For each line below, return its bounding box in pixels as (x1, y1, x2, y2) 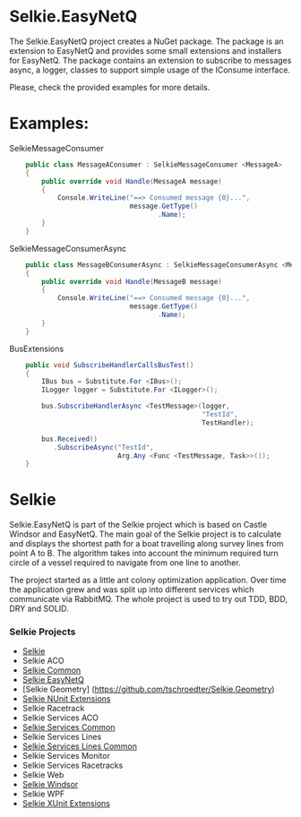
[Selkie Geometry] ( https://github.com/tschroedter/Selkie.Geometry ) (21, 684, 275, 695)
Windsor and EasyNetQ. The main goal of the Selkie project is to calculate (9, 529, 282, 539)
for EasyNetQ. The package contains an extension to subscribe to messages (9, 55, 292, 65)
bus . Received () (41, 434, 99, 443)
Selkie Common (21, 665, 82, 675)
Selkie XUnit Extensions (21, 798, 110, 809)
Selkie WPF (21, 788, 65, 799)
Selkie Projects (9, 625, 76, 638)
